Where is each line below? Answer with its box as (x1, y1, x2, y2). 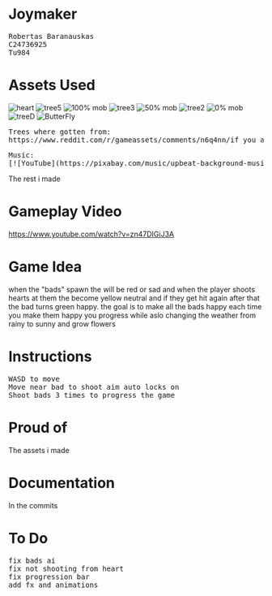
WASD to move (8, 374, 61, 383)
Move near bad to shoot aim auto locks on (8, 382, 180, 391)
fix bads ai (8, 555, 56, 565)
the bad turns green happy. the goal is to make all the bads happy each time (8, 301, 262, 311)
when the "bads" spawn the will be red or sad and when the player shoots (8, 284, 256, 294)
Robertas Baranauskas (8, 32, 95, 41)
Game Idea (8, 257, 83, 276)
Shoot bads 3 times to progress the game (8, 391, 176, 399)
